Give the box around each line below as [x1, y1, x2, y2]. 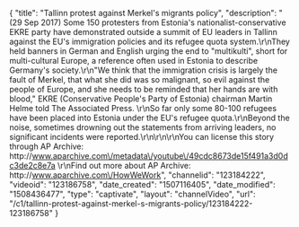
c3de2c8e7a [9, 161, 56, 170]
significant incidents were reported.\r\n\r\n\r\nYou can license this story [9, 132, 275, 142]
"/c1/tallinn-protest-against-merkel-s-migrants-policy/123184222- [9, 198, 253, 209]
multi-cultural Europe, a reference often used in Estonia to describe [9, 56, 259, 65]
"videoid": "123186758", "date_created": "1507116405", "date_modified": [9, 179, 276, 189]
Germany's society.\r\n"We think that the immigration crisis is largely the [9, 65, 278, 75]
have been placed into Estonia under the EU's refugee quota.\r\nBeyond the [9, 112, 290, 123]
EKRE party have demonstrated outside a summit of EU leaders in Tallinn [9, 27, 278, 37]
